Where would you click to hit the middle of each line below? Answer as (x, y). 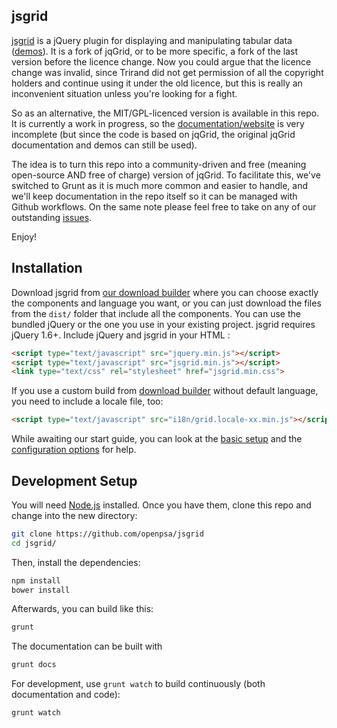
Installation (47, 268)
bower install (41, 590)
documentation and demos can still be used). (104, 145)
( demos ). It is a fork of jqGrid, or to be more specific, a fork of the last (155, 51)
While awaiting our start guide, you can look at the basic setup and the (157, 439)
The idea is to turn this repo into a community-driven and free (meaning (159, 164)
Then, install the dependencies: (76, 562)
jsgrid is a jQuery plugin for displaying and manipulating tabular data (152, 40)
